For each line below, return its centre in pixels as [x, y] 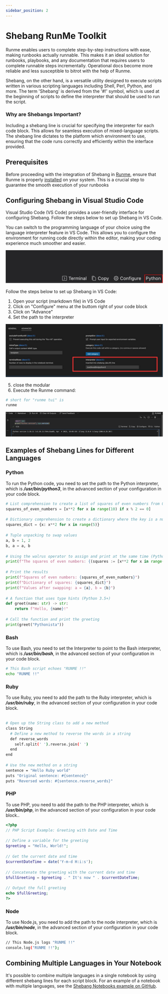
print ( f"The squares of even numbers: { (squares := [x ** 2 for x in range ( [85, 562]
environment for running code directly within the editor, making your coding [83, 238]
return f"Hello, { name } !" [42, 609]
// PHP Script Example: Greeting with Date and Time [62, 830]
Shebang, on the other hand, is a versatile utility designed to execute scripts [84, 80]
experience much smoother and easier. [46, 243]
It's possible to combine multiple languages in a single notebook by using [81, 975]
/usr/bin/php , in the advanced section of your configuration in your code [81, 810]
